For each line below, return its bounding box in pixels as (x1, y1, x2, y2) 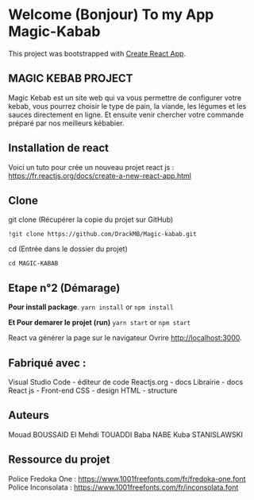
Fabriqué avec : (8, 356, 87, 370)
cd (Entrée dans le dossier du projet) (8, 244, 129, 254)
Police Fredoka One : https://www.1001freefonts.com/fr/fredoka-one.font (8, 474, 246, 483)
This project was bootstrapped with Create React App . (8, 48, 187, 58)
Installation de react (8, 141, 110, 155)
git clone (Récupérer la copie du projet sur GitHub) (8, 215, 174, 224)
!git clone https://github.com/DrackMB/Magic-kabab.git (8, 231, 197, 238)
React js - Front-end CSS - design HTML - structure (8, 386, 178, 395)
